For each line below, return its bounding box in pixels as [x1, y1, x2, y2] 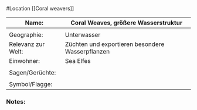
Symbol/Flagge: [9, 80, 53, 88]
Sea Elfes [64, 57, 91, 65]
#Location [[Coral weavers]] [6, 5, 74, 12]
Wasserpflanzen [64, 48, 110, 55]
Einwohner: [9, 57, 40, 65]
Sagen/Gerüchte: [9, 69, 56, 76]
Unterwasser [64, 31, 101, 38]
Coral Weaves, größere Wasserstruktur [70, 19, 183, 27]
